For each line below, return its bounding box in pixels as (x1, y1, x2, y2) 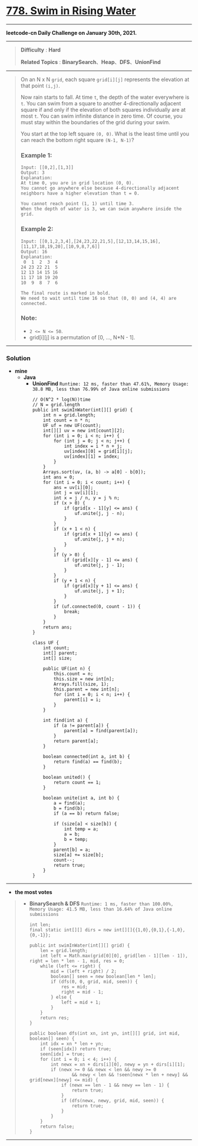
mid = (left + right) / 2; (50, 969, 117, 975)
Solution (6, 354, 31, 362)
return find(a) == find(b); (53, 759, 123, 765)
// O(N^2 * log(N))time (32, 397, 91, 403)
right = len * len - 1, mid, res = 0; (29, 958, 125, 964)
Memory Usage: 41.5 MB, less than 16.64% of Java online (29, 907, 173, 912)
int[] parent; (43, 650, 78, 656)
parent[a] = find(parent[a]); (64, 728, 138, 734)
